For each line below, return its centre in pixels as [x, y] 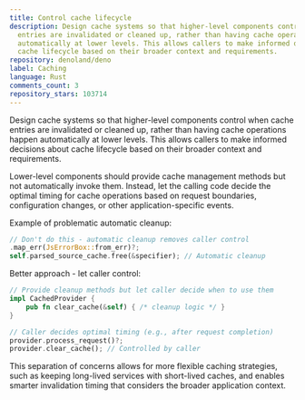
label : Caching [38, 69]
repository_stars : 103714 [58, 94]
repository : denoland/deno [60, 60]
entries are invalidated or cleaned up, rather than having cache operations [148, 129]
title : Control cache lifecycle [70, 18]
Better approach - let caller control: [75, 274]
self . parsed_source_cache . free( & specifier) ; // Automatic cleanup [138, 256]
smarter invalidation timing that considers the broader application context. [148, 385]
